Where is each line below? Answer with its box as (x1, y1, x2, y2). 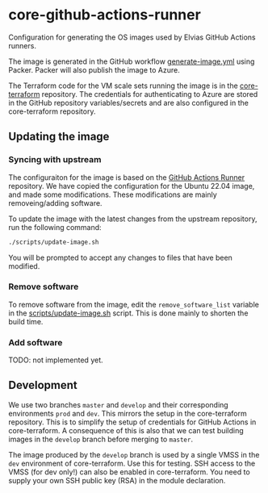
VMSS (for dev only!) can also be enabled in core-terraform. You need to (8, 466, 250, 477)
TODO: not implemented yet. (8, 355, 103, 365)
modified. (8, 261, 40, 271)
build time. (8, 316, 44, 326)
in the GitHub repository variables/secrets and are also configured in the (8, 98, 249, 107)
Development (8, 378, 78, 392)
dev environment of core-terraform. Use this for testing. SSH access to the (8, 458, 256, 468)
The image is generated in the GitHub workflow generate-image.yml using (8, 56, 255, 66)
